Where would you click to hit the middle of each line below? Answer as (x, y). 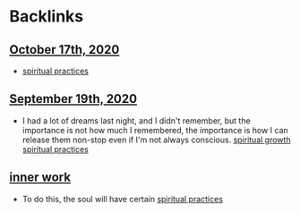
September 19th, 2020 (73, 99)
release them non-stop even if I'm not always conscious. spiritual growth (156, 140)
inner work (40, 178)
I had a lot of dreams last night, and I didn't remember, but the (136, 120)
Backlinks (47, 17)
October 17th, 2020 (64, 50)
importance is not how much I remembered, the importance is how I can (155, 130)
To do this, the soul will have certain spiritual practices (123, 199)
